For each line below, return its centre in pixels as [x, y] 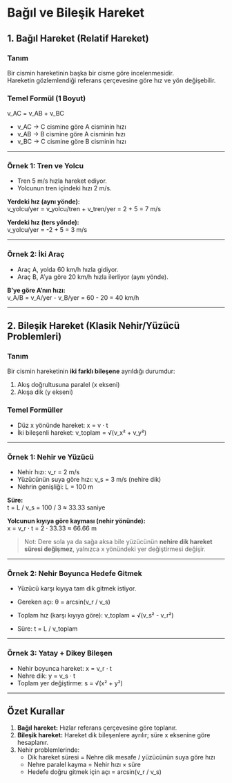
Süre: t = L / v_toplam [47, 629]
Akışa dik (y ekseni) [45, 392]
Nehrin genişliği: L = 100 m [55, 487]
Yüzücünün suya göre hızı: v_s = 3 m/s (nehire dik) [89, 480]
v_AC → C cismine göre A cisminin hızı [71, 127]
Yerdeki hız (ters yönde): [43, 222]
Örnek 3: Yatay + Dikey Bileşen [60, 654]
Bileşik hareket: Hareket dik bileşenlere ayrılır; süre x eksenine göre [114, 735]
